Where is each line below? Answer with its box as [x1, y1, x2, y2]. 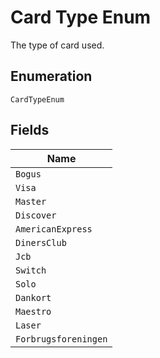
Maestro [15, 306, 52, 317]
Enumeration [10, 68, 93, 85]
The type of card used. [10, 39, 105, 51]
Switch [15, 264, 47, 276]
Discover [15, 209, 57, 221]
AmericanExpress [15, 223, 93, 235]
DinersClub [15, 237, 67, 248]
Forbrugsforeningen [15, 333, 108, 345]
